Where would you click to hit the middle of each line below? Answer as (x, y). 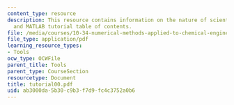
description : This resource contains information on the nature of (107, 20)
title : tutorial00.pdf (40, 84)
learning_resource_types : (45, 46)
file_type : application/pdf (48, 39)
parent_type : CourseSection (48, 71)
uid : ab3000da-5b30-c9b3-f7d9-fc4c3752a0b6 (71, 90)
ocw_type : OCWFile (34, 59)
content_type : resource (42, 13)
